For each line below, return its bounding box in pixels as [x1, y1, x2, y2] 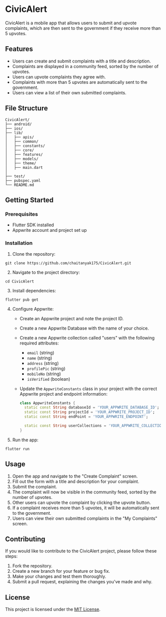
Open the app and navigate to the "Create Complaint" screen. [12, 473, 138, 479]
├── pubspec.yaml [5, 178, 41, 183]
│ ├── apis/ [5, 135, 35, 139]
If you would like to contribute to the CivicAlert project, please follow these [5, 548, 157, 554]
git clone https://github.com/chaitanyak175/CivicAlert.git [5, 261, 132, 266]
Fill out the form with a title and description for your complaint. [12, 478, 139, 484]
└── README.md [5, 182, 35, 187]
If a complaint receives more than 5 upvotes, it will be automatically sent [12, 505, 160, 511]
